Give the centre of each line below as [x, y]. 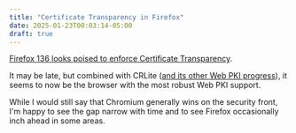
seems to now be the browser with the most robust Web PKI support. [135, 85]
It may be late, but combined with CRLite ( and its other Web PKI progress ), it [148, 76]
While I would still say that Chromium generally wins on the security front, [144, 102]
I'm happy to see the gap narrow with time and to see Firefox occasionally [144, 112]
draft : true [31, 33]
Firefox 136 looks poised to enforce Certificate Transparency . [121, 59]
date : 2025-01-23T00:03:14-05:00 [71, 26]
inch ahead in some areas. [57, 121]
